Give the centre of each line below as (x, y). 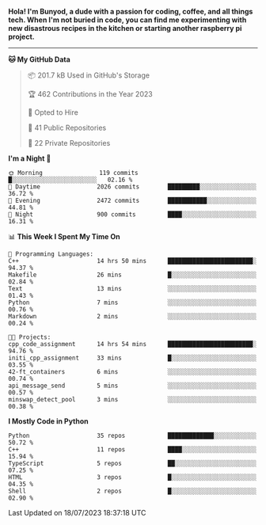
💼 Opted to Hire (53, 112)
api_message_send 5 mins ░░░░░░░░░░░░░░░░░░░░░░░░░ (133, 386)
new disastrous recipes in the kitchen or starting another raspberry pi (125, 28)
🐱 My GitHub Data (40, 59)
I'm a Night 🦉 (30, 158)
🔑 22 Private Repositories (69, 143)
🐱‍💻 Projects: (30, 337)
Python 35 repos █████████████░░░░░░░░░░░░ (133, 436)
